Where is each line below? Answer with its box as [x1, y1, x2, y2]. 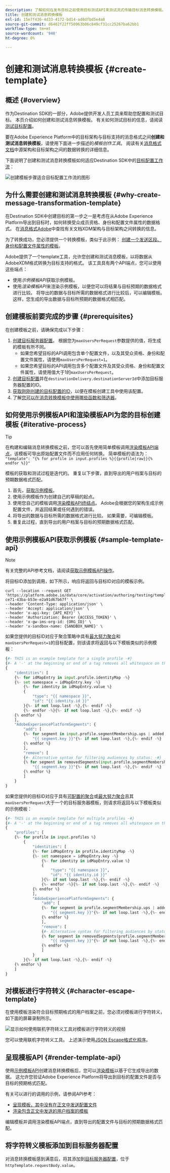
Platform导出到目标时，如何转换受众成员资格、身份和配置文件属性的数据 [5, 219, 156, 225]
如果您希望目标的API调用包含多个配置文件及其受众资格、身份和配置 [20, 363, 160, 369]
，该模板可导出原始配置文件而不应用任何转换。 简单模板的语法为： [10, 450, 148, 457]
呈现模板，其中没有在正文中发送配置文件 [12, 1102, 97, 1108]
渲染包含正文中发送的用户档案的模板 [12, 1108, 89, 1114]
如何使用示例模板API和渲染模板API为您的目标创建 [5, 410, 161, 419]
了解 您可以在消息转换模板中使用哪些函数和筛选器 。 [12, 394, 119, 400]
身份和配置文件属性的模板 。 [5, 243, 63, 249]
